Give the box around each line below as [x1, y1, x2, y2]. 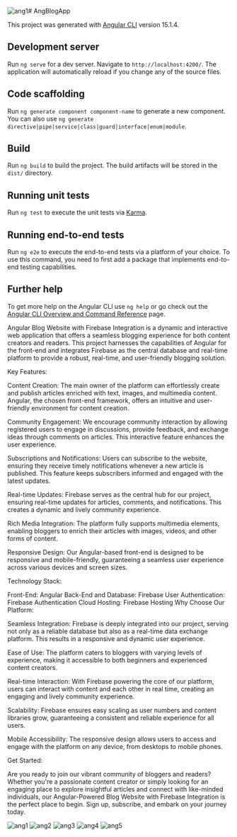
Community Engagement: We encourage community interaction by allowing [7, 417, 228, 426]
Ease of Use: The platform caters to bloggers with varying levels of [7, 648, 202, 657]
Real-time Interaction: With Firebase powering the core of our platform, [7, 677, 214, 685]
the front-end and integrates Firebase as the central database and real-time [7, 346, 228, 354]
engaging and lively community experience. [7, 692, 135, 701]
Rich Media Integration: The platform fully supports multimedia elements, [7, 519, 220, 527]
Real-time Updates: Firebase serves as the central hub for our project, [7, 490, 212, 498]
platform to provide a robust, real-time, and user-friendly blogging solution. [7, 354, 226, 362]
